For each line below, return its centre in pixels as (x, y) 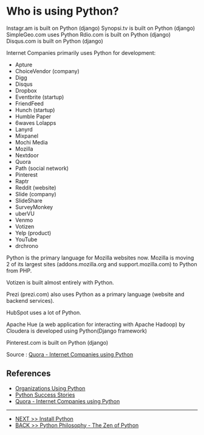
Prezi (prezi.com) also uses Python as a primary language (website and (95, 294)
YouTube (26, 239)
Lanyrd (24, 129)
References (29, 374)
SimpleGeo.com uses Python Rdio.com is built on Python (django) (89, 34)
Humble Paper (33, 116)
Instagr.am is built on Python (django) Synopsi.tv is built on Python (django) (101, 28)
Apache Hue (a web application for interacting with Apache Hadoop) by (96, 324)
